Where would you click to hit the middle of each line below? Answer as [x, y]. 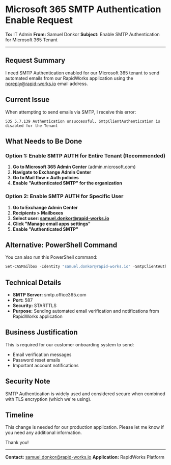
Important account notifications [46, 365]
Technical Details [33, 282]
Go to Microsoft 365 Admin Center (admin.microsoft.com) [74, 167]
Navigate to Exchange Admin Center [52, 172]
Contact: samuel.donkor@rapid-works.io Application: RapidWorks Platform [85, 457]
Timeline [20, 415]
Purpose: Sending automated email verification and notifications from [86, 311]
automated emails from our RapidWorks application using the [69, 78]
